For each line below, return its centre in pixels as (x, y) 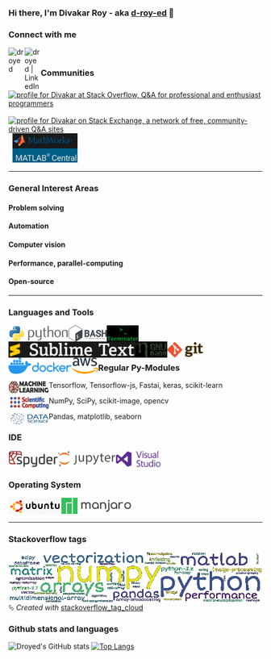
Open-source (31, 282)
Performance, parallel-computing (66, 263)
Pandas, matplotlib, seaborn (96, 417)
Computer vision (37, 244)
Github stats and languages (64, 628)
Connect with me (42, 34)
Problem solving (36, 207)
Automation (29, 226)
